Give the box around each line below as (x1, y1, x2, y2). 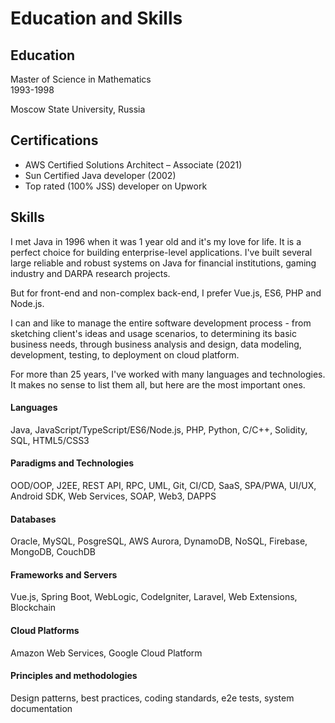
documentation (10, 702, 73, 714)
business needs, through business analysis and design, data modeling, (10, 338, 302, 350)
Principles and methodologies (10, 670, 138, 682)
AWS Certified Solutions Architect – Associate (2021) (24, 158, 243, 171)
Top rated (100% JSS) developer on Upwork (24, 180, 208, 192)
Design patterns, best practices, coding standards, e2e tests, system (10, 692, 295, 704)
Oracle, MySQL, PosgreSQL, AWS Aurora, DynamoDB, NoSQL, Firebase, (10, 535, 308, 547)
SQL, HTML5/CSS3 (10, 434, 90, 446)
